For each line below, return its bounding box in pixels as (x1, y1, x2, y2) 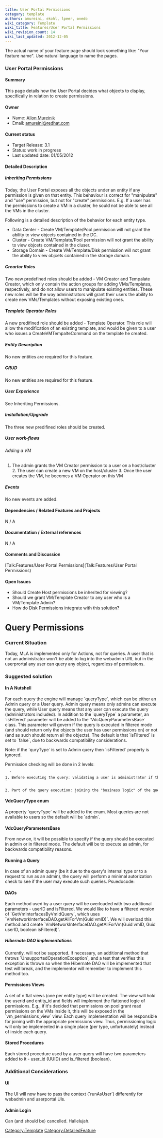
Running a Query (5, 858, 40, 863)
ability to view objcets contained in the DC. (12, 232, 98, 238)
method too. (5, 970, 30, 976)
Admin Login (5, 1107, 32, 1113)
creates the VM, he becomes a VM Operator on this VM (12, 473, 123, 479)
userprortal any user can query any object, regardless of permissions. (5, 661, 145, 667)
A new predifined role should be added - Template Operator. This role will (5, 320, 152, 326)
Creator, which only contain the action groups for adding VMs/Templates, (5, 281, 152, 287)
